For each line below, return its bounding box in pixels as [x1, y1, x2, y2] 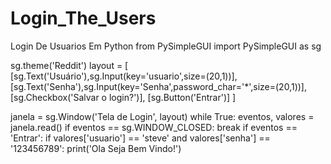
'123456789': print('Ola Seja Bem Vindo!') [10, 142, 182, 154]
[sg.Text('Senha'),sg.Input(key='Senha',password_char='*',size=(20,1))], [10, 80, 308, 92]
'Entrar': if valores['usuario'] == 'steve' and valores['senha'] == [10, 132, 271, 144]
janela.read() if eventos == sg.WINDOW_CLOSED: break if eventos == [10, 121, 298, 133]
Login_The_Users [10, 7, 157, 30]
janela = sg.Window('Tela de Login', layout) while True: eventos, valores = [10, 110, 315, 122]
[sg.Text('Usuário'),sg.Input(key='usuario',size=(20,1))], [10, 70, 238, 82]
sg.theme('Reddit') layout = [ [10, 59, 129, 71]
